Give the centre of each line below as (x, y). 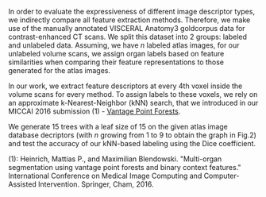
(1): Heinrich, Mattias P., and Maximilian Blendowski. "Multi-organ (115, 159)
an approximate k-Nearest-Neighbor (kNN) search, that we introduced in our (133, 103)
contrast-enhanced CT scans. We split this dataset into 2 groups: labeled (128, 37)
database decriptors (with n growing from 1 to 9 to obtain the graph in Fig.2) (132, 135)
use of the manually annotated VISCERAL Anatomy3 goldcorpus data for (127, 28)
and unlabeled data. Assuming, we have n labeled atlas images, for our (124, 45)
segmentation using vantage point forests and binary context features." (125, 167)
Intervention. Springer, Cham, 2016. (96, 184)
